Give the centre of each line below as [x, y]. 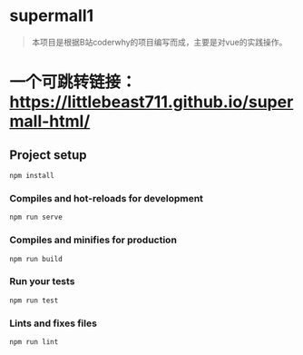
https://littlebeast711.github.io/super [151, 102]
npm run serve [36, 217]
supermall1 [52, 16]
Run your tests [42, 281]
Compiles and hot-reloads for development [107, 198]
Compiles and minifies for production [93, 240]
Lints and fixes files [54, 323]
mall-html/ [50, 121]
